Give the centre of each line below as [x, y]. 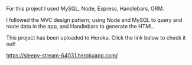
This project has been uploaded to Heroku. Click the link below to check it [96, 38]
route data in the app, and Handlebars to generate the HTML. [80, 26]
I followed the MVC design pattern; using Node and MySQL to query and [94, 20]
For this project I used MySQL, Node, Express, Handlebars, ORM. [85, 9]
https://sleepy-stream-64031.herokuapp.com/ [62, 55]
